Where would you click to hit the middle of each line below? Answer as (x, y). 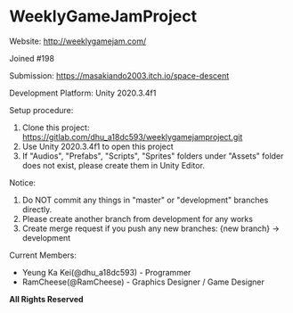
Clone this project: (56, 128)
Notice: (23, 182)
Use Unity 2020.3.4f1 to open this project (98, 146)
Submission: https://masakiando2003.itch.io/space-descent (119, 75)
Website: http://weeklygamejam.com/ (78, 41)
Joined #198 (32, 58)
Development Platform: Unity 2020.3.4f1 (83, 93)
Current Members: (43, 255)
